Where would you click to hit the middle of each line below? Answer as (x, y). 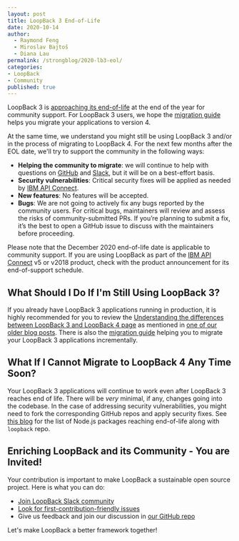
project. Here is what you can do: (56, 487)
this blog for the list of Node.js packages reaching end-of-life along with (113, 421)
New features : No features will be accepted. (83, 196)
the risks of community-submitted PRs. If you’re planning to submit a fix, (124, 218)
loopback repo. (29, 428)
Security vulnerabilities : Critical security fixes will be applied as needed (124, 181)
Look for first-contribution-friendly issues (79, 508)
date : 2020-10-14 (33, 27)
